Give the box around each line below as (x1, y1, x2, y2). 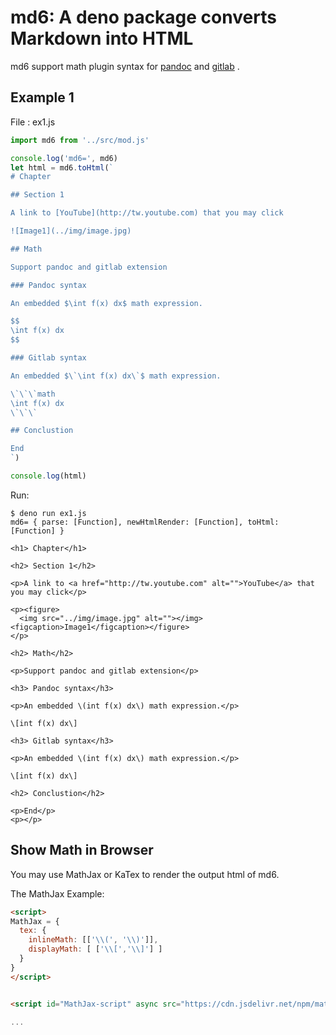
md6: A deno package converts (10, 6, 277, 29)
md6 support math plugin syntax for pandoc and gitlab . (10, 60, 240, 72)
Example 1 (10, 89, 75, 106)
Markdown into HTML (10, 27, 194, 50)
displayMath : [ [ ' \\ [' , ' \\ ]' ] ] (28, 944, 163, 955)
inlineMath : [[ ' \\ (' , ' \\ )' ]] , (28, 935, 159, 945)
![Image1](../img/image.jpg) (10, 226, 132, 236)
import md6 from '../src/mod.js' (10, 135, 150, 145)
